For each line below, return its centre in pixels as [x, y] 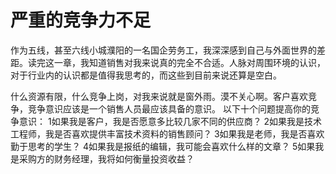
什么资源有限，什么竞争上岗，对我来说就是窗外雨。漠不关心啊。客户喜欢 [159, 96]
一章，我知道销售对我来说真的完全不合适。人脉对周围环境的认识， [189, 62]
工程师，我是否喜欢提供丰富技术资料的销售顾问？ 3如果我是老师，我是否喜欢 [167, 133]
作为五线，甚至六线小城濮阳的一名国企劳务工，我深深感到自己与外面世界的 [163, 50]
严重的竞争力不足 [81, 20]
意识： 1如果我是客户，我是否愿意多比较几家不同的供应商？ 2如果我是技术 [170, 121]
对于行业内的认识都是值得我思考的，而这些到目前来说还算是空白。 [146, 75]
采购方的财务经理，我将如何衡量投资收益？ [106, 158]
